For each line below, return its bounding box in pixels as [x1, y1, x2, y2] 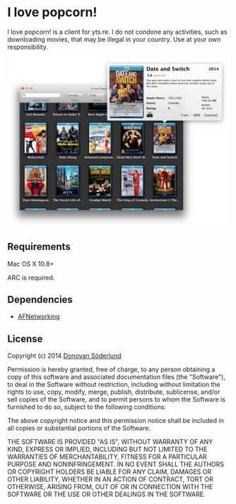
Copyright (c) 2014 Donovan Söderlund [7, 352, 122, 360]
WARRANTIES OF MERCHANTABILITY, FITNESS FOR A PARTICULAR [7, 452, 207, 461]
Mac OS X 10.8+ [7, 259, 54, 268]
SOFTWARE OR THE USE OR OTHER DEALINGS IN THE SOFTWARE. [7, 490, 206, 498]
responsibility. [7, 42, 48, 51]
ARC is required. [7, 273, 55, 282]
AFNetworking [17, 312, 60, 321]
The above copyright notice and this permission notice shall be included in [7, 416, 224, 425]
